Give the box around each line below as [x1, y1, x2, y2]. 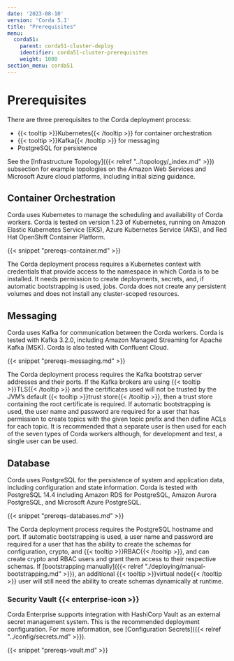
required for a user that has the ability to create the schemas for [7, 540, 191, 548]
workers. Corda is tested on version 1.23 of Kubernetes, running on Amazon [7, 218, 226, 227]
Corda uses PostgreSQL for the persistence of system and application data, [7, 476, 225, 484]
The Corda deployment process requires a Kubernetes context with [7, 260, 201, 269]
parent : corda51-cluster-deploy [20, 43, 114, 50]
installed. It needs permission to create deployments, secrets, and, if [7, 275, 205, 283]
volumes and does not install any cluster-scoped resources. [7, 290, 180, 298]
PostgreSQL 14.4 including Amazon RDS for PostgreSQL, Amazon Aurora [7, 491, 217, 499]
